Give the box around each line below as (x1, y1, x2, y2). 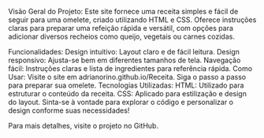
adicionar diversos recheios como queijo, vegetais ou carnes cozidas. (8, 32, 235, 41)
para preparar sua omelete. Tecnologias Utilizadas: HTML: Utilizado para (8, 80, 244, 90)
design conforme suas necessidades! (8, 106, 130, 115)
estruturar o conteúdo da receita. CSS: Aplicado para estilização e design (8, 89, 247, 98)
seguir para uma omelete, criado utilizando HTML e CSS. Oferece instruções (8, 15, 257, 24)
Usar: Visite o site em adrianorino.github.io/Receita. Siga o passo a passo (8, 73, 247, 81)
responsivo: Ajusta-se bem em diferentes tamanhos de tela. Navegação (8, 55, 241, 65)
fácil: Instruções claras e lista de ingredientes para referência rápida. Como (8, 64, 253, 73)
